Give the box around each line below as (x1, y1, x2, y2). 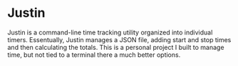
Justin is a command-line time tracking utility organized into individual (7, 28, 213, 37)
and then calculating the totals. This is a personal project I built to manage (7, 43, 224, 51)
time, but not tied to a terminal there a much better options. (7, 51, 181, 59)
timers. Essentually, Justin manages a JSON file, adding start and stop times (7, 35, 232, 44)
